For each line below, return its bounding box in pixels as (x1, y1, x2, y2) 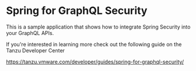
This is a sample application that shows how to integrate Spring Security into (6, 23, 191, 30)
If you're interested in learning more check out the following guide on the (6, 41, 182, 48)
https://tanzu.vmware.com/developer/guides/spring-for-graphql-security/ (6, 58, 184, 65)
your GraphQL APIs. (6, 29, 54, 36)
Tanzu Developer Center (6, 47, 66, 54)
